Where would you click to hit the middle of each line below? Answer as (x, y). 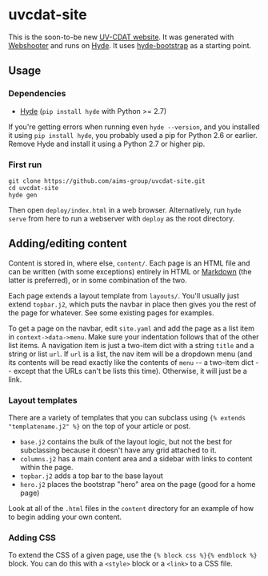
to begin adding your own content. (65, 517)
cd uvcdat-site (34, 188)
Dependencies (37, 94)
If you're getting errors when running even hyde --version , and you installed (134, 127)
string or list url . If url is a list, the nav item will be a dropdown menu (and (130, 354)
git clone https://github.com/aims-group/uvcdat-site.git (107, 181)
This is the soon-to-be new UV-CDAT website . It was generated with (121, 37)
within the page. (46, 468)
